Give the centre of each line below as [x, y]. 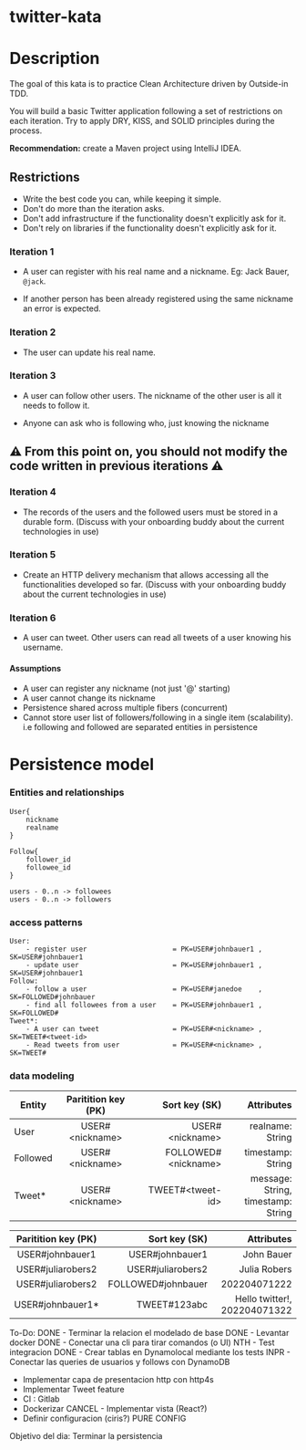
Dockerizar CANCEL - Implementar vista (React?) [115, 1409]
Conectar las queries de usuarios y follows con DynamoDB [120, 1362]
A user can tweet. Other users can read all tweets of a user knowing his [157, 638]
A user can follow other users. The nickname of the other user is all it [152, 395]
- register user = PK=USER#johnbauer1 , [144, 949]
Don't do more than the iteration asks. [93, 208]
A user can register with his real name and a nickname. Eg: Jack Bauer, [156, 272]
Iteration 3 [33, 376]
